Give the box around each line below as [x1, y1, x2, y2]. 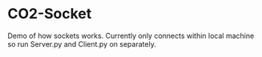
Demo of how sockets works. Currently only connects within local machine [7, 31, 255, 40]
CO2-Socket [7, 5, 92, 23]
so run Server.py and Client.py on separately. [7, 39, 157, 48]
